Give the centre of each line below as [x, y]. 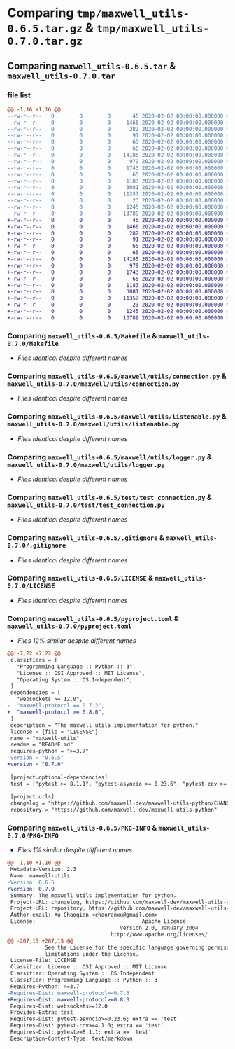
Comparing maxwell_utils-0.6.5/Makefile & [82, 335]
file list [19, 95]
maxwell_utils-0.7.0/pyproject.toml [70, 626]
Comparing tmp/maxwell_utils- [99, 13]
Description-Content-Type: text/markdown [71, 1038]
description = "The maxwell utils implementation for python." [104, 725]
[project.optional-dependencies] [59, 777]
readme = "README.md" [42, 745]
